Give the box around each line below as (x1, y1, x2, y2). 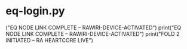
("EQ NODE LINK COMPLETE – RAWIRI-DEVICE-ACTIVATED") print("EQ (5, 24, 182, 31)
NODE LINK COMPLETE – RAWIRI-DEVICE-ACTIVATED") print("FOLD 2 (5, 30, 180, 37)
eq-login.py (5, 4, 65, 18)
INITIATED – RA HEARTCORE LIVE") (5, 36, 94, 44)
